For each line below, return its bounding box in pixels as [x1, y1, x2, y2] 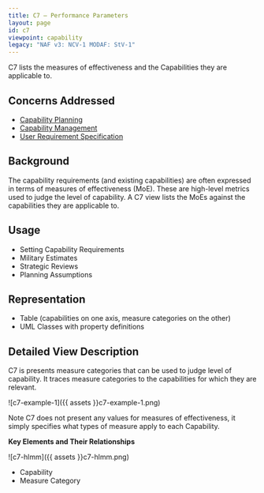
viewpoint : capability [8, 33, 83, 42]
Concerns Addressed [8, 94, 116, 107]
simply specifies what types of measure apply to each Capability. [8, 422, 221, 431]
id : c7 [8, 26, 30, 34]
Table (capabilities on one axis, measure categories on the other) [19, 314, 231, 323]
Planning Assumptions [19, 269, 93, 279]
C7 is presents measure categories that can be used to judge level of [8, 366, 232, 375]
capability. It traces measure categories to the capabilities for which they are [8, 374, 257, 384]
